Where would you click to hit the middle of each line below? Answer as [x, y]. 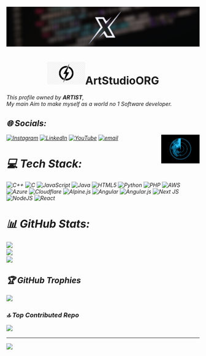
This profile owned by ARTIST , [45, 97]
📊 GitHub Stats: [48, 224]
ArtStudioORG [122, 81]
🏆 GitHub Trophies [44, 280]
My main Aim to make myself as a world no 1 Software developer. [89, 104]
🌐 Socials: [27, 123]
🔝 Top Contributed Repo [43, 315]
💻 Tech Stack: [44, 164]
